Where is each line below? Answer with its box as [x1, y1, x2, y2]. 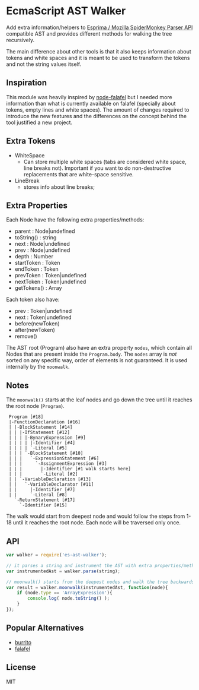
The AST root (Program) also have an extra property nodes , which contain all [6, 344, 192, 352]
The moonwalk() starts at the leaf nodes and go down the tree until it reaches [6, 396, 192, 403]
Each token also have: [6, 296, 60, 303]
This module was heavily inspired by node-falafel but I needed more [6, 93, 173, 100]
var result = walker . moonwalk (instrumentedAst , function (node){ [6, 584, 168, 590]
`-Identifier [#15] [19, 502, 68, 508]
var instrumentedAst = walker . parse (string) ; [6, 568, 120, 574]
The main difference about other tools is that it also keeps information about [6, 48, 191, 55]
